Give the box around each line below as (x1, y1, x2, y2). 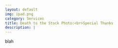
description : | (5, 25, 36, 30)
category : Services (5, 16, 44, 21)
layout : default (5, 7, 38, 12)
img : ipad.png (5, 12, 34, 16)
